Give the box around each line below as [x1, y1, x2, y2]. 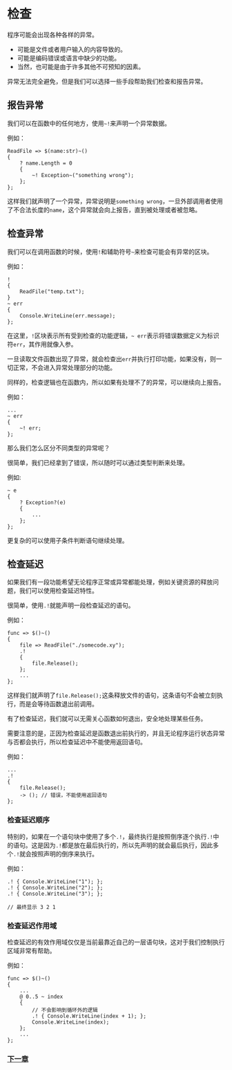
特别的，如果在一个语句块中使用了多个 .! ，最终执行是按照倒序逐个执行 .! [7, 832, 213, 840]
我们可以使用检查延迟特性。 [19, 587, 98, 595]
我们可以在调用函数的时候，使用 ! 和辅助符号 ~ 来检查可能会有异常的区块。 [7, 247, 213, 256]
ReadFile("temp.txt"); [19, 288, 85, 295]
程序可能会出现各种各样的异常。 [7, 30, 98, 39]
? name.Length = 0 [19, 160, 72, 167]
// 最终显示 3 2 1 [7, 903, 56, 910]
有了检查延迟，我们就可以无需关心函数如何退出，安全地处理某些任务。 [7, 714, 207, 723]
